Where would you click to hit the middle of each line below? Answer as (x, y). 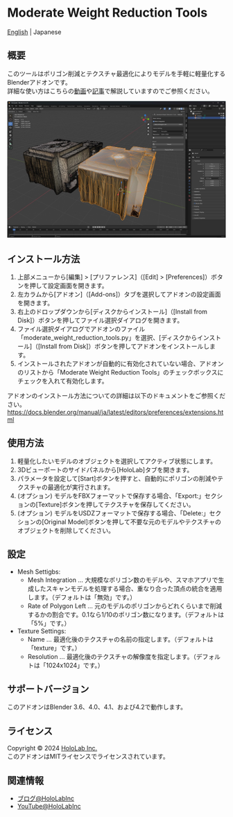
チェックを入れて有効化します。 (62, 381)
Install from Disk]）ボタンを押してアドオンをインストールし (125, 346)
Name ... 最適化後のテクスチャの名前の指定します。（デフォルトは (120, 639)
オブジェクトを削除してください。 (66, 530)
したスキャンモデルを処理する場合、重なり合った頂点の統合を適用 (128, 588)
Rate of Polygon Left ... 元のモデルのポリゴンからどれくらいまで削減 (125, 605)
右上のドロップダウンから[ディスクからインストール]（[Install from (112, 312)
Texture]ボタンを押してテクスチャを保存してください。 (116, 504)
